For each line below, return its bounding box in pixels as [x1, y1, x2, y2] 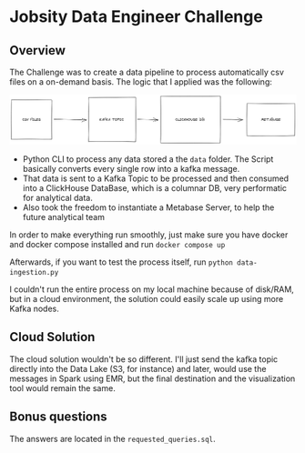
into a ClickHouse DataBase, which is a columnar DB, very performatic [22, 183, 288, 194]
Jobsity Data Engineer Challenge [9, 6, 264, 27]
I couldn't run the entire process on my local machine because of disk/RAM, [9, 284, 294, 295]
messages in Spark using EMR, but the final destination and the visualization [9, 373, 296, 384]
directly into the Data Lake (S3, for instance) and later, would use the [9, 363, 267, 374]
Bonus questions [9, 409, 107, 425]
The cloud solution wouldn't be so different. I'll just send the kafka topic [9, 353, 279, 365]
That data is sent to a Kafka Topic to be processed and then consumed [22, 173, 290, 184]
